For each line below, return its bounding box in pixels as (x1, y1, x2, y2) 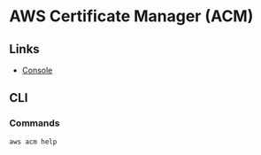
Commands (9, 117, 60, 129)
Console (21, 65, 53, 75)
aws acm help (9, 137, 58, 146)
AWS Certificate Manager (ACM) (9, 6, 254, 27)
